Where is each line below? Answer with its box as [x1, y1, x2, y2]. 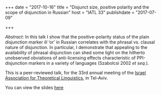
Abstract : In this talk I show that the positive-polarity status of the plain [5, 34, 150, 40]
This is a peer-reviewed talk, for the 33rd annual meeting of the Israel [5, 70, 146, 76]
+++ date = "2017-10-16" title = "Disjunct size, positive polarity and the [5, 4, 149, 10]
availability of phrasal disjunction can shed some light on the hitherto [5, 49, 145, 55]
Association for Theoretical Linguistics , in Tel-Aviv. [5, 75, 108, 81]
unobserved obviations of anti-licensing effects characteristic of [5, 55, 136, 61]
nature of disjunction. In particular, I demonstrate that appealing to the [5, 45, 148, 50]
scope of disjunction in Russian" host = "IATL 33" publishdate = [5, 9, 135, 15]
